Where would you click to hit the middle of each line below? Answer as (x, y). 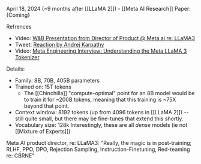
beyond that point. (46, 106)
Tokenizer (27, 57)
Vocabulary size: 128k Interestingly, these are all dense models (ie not (101, 125)
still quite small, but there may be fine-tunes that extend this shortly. (99, 119)
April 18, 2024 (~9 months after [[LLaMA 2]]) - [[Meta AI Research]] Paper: (98, 9)
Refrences (19, 27)
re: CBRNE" (20, 156)
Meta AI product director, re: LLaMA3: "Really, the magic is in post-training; (99, 143)
